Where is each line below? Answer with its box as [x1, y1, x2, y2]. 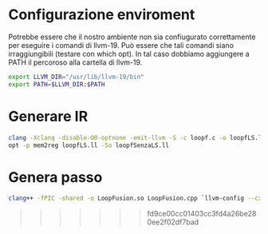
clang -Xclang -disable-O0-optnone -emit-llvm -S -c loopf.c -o [8, 133, 227, 141]
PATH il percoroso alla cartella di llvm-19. [8, 58, 143, 67]
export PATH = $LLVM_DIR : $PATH [8, 80, 105, 89]
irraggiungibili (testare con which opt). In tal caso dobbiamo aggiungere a [8, 49, 250, 58]
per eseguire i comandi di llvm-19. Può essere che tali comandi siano [8, 40, 234, 50]
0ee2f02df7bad [147, 217, 199, 227]
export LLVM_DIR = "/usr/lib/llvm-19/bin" [8, 73, 145, 81]
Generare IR [8, 107, 89, 125]
